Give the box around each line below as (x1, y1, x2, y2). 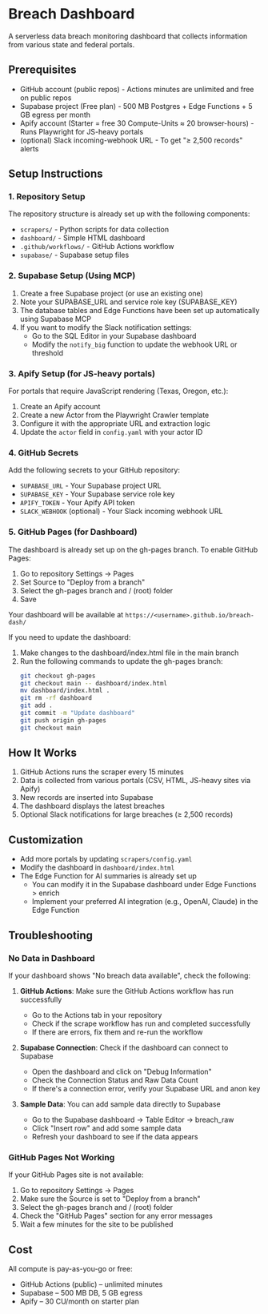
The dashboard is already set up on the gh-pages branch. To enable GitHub (8, 544, 258, 554)
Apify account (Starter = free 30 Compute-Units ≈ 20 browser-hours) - (19, 118, 254, 128)
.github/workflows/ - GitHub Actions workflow (19, 242, 174, 251)
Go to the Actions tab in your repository (31, 1010, 162, 1019)
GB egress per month (19, 110, 90, 119)
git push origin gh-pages (19, 716, 106, 725)
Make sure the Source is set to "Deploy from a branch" (19, 1194, 201, 1203)
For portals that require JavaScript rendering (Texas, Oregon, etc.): (8, 386, 229, 396)
